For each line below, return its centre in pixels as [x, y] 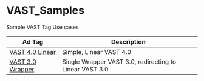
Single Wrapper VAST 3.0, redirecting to [119, 62]
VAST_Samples [46, 10]
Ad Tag [33, 41]
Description [128, 41]
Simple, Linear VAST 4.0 [97, 52]
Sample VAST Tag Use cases [42, 27]
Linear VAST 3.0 [85, 69]
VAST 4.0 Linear [33, 52]
